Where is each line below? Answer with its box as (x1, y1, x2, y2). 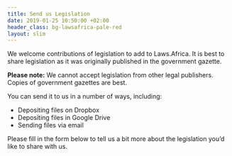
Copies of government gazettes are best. (7, 79, 128, 87)
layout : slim (7, 30, 46, 38)
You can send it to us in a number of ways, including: (7, 92, 162, 101)
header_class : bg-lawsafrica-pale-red (7, 23, 122, 30)
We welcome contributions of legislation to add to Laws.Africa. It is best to (7, 50, 225, 58)
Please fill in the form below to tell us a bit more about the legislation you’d (7, 135, 225, 143)
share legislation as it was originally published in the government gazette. (7, 57, 222, 66)
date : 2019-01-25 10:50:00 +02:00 (7, 17, 110, 24)
